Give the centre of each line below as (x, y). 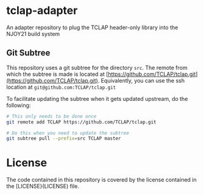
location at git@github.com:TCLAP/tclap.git (61, 87)
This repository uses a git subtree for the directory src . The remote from (97, 67)
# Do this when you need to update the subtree (68, 133)
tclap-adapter (42, 11)
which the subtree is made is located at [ (57, 74)
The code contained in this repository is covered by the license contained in (101, 180)
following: (19, 105)
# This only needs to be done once (51, 116)
